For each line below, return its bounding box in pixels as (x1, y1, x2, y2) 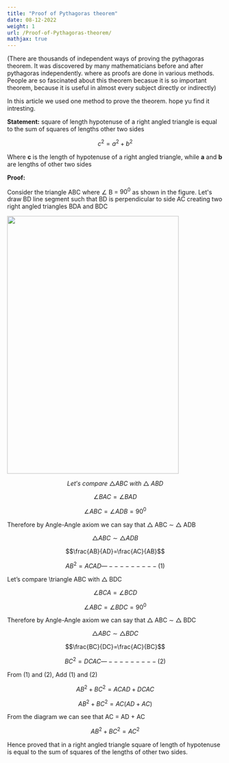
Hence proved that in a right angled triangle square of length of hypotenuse (7, 740, 221, 749)
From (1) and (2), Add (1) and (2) (7, 671, 98, 679)
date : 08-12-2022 (7, 16, 57, 23)
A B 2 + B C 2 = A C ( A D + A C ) (77, 698, 153, 708)
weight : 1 (7, 23, 36, 30)
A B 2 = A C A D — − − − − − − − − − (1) (65, 561, 165, 570)
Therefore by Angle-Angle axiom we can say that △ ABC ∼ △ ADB (7, 520, 196, 529)
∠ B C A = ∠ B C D (93, 588, 138, 597)
